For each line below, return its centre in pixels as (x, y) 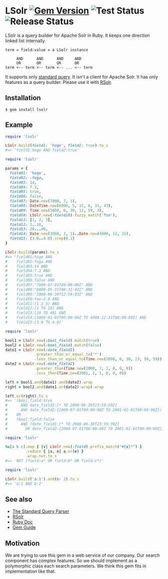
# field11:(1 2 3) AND (32, 304)
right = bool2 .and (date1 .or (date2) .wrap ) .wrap (54, 387)
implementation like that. (30, 571)
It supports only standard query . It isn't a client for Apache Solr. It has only (82, 77)
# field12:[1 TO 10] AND (34, 308)
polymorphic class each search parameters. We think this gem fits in (76, 566)
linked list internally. (25, 41)
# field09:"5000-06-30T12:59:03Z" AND (49, 294)
